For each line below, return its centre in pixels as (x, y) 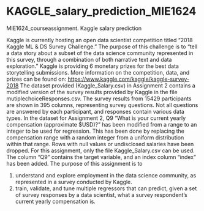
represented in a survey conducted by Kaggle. (74, 182)
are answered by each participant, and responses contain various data (96, 111)
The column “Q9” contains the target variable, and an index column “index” (101, 157)
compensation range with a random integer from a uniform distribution (95, 137)
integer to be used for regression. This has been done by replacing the (96, 131)
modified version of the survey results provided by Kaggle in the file (92, 92)
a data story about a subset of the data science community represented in (100, 53)
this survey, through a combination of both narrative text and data (89, 59)
